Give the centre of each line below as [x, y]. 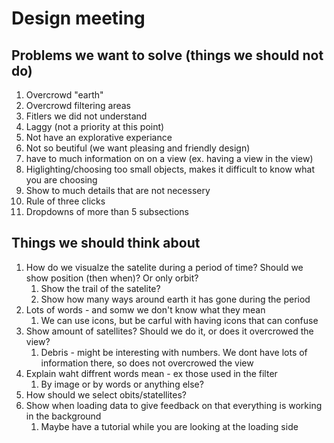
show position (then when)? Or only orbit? [112, 278]
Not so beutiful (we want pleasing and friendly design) [138, 148]
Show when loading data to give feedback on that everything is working [174, 405]
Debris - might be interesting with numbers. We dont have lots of [174, 352]
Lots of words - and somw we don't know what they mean [145, 309]
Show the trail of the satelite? [100, 288]
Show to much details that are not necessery [118, 190]
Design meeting [78, 18]
